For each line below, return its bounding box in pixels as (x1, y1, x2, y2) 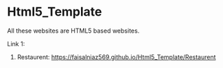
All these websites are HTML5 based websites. (7, 27, 140, 35)
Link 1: (7, 39, 25, 48)
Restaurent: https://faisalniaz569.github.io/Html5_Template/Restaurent (16, 52, 216, 61)
